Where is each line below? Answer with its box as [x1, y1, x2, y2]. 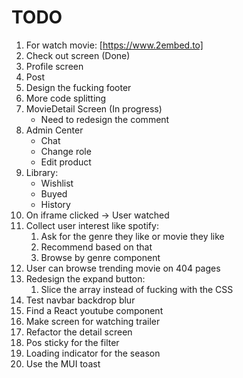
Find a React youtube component [25, 304, 164, 316]
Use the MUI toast [25, 357, 101, 370]
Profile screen [25, 60, 84, 72]
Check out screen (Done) [25, 49, 131, 61]
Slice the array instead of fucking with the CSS [40, 283, 234, 295]
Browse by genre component [40, 251, 161, 263]
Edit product [40, 156, 92, 168]
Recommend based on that [40, 241, 153, 253]
